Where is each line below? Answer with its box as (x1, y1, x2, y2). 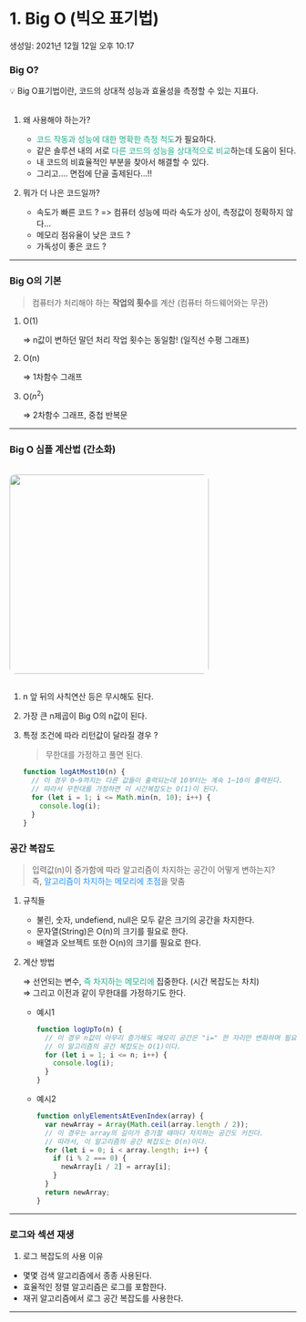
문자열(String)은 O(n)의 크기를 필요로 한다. (36, 925, 189, 936)
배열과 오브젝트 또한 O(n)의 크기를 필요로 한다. (36, 936, 202, 948)
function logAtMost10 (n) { (22, 768, 126, 777)
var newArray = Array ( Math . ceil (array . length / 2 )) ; (44, 1120, 250, 1129)
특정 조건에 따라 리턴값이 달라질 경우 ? (22, 730, 158, 741)
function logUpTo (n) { (36, 1025, 123, 1034)
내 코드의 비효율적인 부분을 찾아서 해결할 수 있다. (36, 157, 209, 168)
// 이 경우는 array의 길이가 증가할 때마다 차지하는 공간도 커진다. (44, 1128, 264, 1138)
